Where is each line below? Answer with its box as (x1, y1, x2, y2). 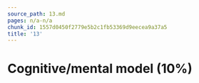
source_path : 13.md (7, 10, 66, 18)
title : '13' (7, 30, 43, 38)
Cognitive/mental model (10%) (7, 61, 193, 77)
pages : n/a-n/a (7, 17, 53, 24)
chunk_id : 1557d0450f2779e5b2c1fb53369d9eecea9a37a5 (7, 23, 168, 31)
